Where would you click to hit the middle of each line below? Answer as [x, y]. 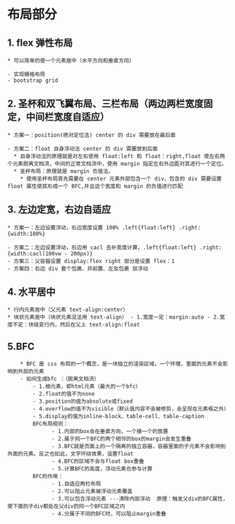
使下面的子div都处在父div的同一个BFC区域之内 [66, 506]
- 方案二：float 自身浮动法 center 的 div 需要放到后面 [83, 149]
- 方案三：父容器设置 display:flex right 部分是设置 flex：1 [91, 261]
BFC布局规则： [51, 424]
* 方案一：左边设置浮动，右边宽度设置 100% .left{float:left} [92, 227]
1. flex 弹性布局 [40, 43]
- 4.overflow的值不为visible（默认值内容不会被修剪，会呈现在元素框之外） [131, 409]
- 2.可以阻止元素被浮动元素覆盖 [92, 492]
